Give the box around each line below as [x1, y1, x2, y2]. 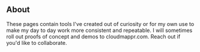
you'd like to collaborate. [6, 39, 67, 46]
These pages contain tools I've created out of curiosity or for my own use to [6, 20, 195, 27]
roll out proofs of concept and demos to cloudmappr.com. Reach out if [6, 32, 181, 40]
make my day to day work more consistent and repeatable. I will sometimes [6, 27, 193, 34]
